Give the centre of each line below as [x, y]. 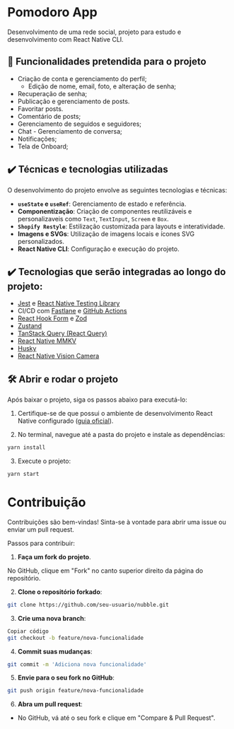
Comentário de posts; [49, 116]
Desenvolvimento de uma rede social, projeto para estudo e [94, 32]
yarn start [23, 474]
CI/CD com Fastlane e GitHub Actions [72, 311]
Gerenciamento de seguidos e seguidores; [80, 124]
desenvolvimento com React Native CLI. [65, 39]
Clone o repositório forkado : [60, 592]
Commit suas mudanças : [55, 651]
